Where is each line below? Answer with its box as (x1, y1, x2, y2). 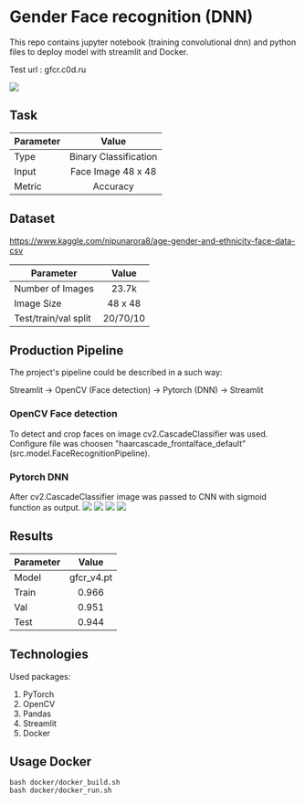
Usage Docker (9, 754, 92, 769)
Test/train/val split (14, 312, 91, 324)
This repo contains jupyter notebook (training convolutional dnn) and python (9, 37, 297, 48)
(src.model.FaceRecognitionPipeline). (9, 448, 151, 459)
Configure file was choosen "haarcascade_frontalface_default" (9, 438, 247, 449)
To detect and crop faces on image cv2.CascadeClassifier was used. (9, 428, 268, 439)
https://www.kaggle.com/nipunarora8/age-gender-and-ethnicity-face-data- (9, 235, 296, 246)
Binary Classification (68, 150, 158, 163)
